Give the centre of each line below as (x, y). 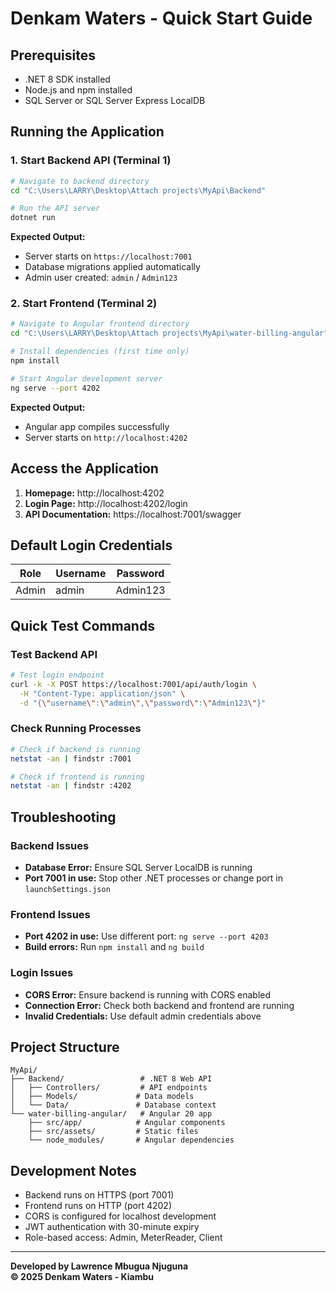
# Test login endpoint (57, 675)
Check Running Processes (76, 729)
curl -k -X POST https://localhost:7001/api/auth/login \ (133, 684)
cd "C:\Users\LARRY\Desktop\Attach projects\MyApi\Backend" (138, 190)
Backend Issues (50, 845)
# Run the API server (55, 208)
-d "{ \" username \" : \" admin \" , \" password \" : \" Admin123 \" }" (143, 703)
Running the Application (87, 132)
